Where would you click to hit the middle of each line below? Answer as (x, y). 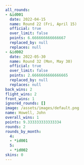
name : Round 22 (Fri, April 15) (43, 24)
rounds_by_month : (23, 131)
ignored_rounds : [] (25, 104)
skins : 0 (14, 155)
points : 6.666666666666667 (38, 38)
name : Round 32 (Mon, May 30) (41, 61)
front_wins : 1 (20, 99)
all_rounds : (17, 10)
